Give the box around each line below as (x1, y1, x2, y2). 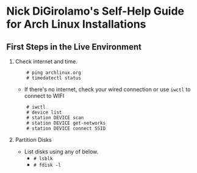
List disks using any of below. (24, 148, 99, 155)
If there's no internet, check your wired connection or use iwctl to (24, 86, 191, 93)
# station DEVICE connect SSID (26, 125, 106, 131)
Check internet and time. (15, 58, 77, 65)
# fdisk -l (33, 162, 61, 168)
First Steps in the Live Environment (6, 42, 142, 52)
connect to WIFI (24, 92, 65, 99)
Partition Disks (15, 136, 52, 143)
